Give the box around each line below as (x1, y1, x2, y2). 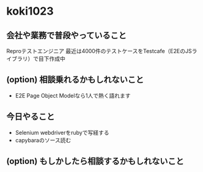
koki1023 (6, 4, 54, 18)
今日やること (6, 112, 55, 122)
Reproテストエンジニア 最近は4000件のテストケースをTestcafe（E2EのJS (6, 48, 192, 54)
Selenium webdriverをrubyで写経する (15, 129, 109, 136)
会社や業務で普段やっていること (6, 30, 127, 40)
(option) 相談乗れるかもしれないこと (6, 74, 144, 85)
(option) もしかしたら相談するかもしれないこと (6, 156, 185, 167)
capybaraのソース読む (15, 136, 72, 144)
